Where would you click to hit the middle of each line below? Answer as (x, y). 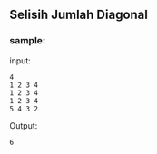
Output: (24, 125)
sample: (28, 41)
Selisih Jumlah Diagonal (78, 15)
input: (20, 60)
